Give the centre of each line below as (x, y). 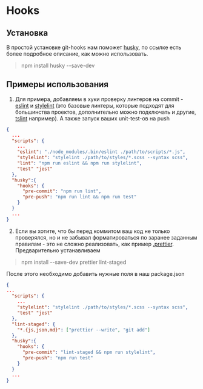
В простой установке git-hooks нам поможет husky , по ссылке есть (94, 47)
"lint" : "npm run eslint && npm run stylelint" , (80, 163)
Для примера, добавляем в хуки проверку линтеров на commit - (99, 99)
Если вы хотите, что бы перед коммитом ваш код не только (92, 231)
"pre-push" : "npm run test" (58, 358)
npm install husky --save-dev (58, 65)
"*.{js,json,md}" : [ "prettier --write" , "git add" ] (84, 330)
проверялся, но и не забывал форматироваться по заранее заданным (106, 237)
